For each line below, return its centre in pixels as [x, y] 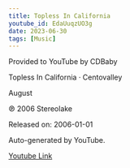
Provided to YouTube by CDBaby [63, 62]
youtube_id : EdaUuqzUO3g [50, 24]
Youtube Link [30, 156]
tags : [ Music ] [32, 39]
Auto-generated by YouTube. [57, 140]
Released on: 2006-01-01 [51, 125]
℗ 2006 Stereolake [41, 109]
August [20, 93]
